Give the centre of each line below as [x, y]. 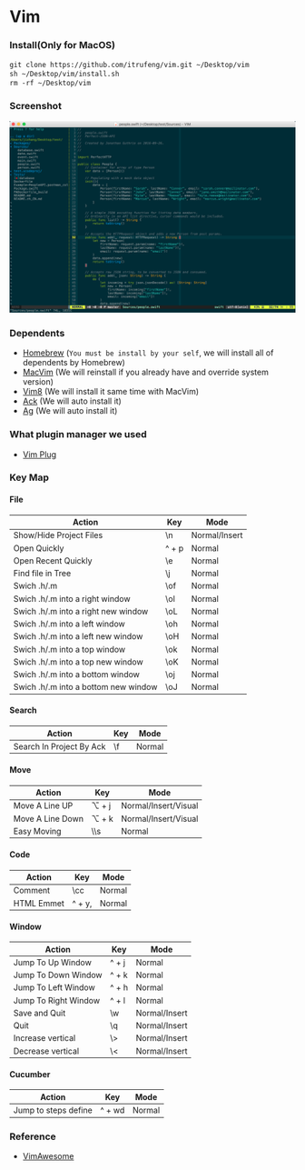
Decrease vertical [46, 1051]
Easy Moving [37, 831]
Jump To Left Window [54, 987]
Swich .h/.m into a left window [69, 624]
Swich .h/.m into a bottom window [77, 675]
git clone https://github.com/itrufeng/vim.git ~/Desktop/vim [129, 65]
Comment [32, 890]
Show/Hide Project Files [58, 535]
